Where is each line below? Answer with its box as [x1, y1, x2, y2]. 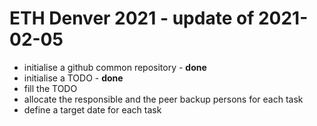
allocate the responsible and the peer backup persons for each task [23, 93, 304, 105]
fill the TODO [23, 82, 78, 94]
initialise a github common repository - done [23, 61, 207, 73]
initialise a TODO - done [23, 72, 124, 84]
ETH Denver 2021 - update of [9, 7, 255, 30]
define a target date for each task [23, 103, 162, 116]
